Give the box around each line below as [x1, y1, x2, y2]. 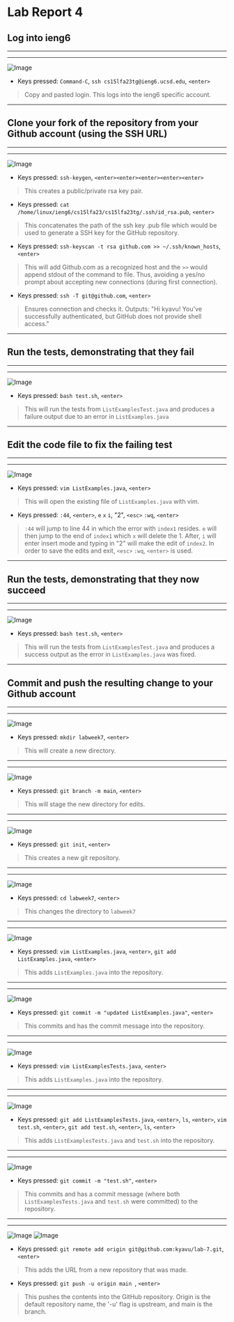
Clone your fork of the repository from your [7, 117, 198, 129]
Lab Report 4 [7, 4, 84, 20]
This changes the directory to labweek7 [24, 907, 136, 916]
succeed [7, 584, 46, 596]
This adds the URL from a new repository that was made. [24, 1266, 188, 1274]
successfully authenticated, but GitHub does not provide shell [24, 312, 202, 321]
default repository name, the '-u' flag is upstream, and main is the [24, 1300, 213, 1309]
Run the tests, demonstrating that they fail [7, 346, 194, 358]
